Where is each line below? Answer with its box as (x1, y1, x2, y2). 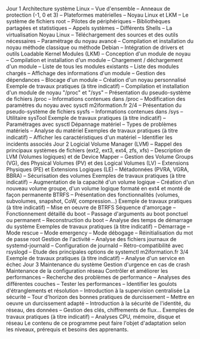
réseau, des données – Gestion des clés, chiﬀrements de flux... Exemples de (6, 307, 195, 313)
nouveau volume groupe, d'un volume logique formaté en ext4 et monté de (6, 185, 191, 192)
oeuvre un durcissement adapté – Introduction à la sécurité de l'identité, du (6, 300, 191, 307)
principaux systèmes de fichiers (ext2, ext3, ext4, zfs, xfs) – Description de (6, 147, 191, 154)
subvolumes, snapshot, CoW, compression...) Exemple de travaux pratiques (6, 198, 192, 205)
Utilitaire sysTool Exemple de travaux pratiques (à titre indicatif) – (6, 115, 166, 121)
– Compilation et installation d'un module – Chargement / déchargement (6, 57, 183, 63)
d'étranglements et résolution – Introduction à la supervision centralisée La (6, 287, 190, 294)
